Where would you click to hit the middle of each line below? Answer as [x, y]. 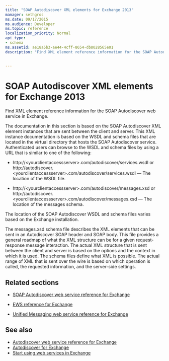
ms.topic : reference [27, 29]
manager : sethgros [24, 15]
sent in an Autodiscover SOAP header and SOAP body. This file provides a [82, 235]
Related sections [32, 282]
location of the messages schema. [48, 204]
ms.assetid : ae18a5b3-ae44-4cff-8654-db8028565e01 [59, 47]
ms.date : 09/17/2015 [27, 19]
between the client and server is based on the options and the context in [80, 251]
